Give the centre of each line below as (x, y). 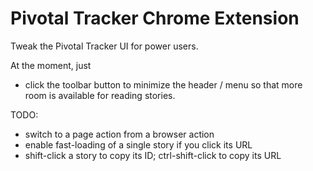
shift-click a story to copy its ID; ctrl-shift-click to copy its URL (153, 155)
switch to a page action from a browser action (119, 134)
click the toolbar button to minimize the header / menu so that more (163, 84)
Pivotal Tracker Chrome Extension (155, 18)
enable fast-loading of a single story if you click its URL (138, 144)
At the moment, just (51, 65)
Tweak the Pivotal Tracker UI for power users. (104, 46)
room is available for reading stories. (100, 95)
